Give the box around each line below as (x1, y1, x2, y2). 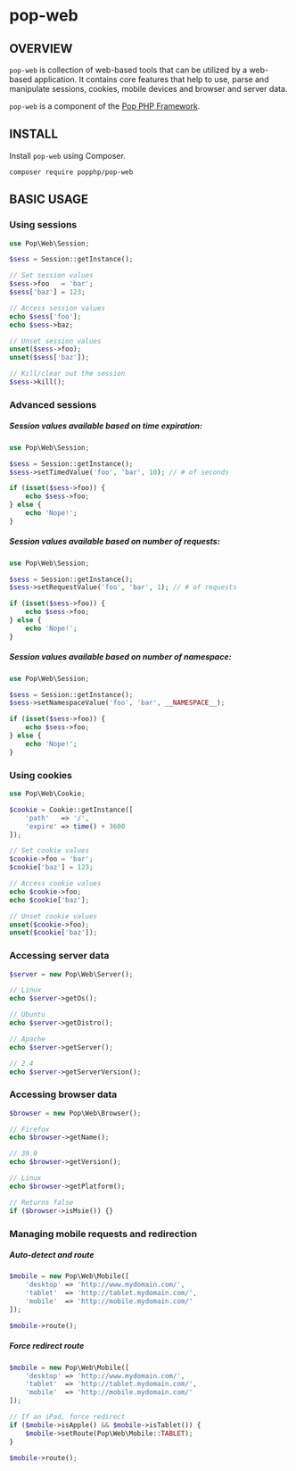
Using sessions (9, 219, 78, 231)
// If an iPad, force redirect (9, 1412, 126, 1422)
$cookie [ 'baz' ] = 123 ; (9, 863, 94, 872)
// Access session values (9, 303, 105, 312)
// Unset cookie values (9, 911, 98, 920)
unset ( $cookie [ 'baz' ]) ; (9, 928, 98, 937)
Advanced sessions (9, 398, 97, 411)
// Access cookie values (9, 879, 102, 888)
